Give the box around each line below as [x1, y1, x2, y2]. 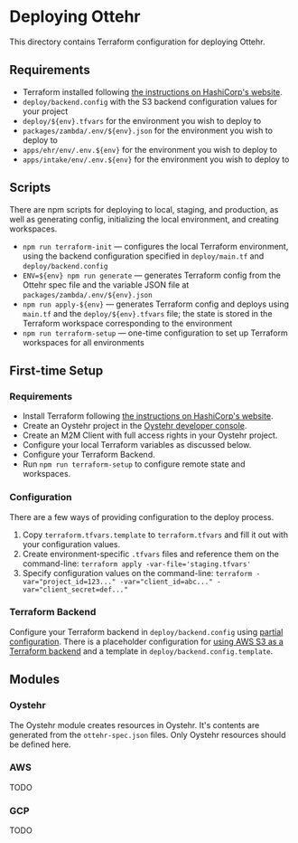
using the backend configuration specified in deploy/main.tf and [22, 251, 265, 261]
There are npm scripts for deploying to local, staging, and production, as [9, 204, 279, 214]
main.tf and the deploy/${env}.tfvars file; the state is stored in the [22, 308, 273, 318]
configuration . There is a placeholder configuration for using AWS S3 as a [9, 636, 284, 647]
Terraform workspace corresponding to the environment [22, 317, 233, 328]
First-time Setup [9, 363, 104, 378]
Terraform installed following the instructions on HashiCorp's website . [22, 86, 283, 97]
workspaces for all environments [22, 336, 144, 347]
